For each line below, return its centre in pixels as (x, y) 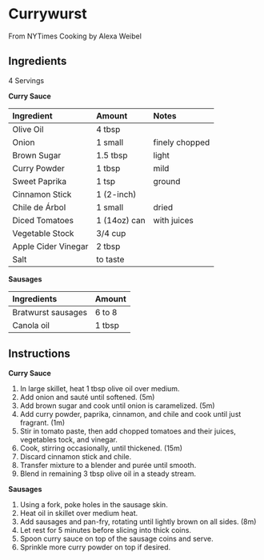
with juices (173, 220)
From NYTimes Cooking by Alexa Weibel (75, 36)
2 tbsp (108, 246)
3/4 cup (111, 233)
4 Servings (26, 80)
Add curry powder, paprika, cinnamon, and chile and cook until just (130, 414)
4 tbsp (108, 129)
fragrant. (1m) (42, 422)
